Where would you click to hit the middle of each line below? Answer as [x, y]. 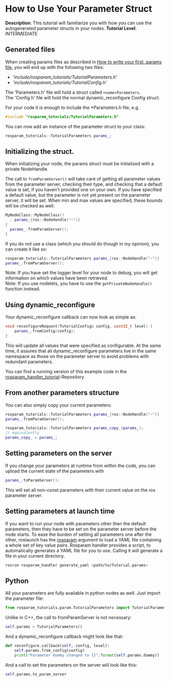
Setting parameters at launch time [60, 511]
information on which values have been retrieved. [57, 278]
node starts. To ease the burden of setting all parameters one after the [78, 534]
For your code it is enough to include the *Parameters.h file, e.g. [72, 107]
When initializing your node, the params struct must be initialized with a [80, 164]
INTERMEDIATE [22, 33]
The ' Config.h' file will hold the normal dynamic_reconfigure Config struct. [83, 97]
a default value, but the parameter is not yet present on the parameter [78, 195]
